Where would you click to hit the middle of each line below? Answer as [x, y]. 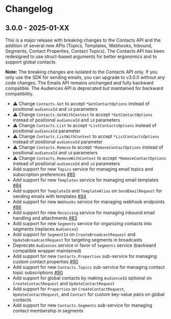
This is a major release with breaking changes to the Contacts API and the [83, 40]
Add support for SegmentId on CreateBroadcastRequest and [74, 234]
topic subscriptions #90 [38, 273]
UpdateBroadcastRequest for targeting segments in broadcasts [77, 240]
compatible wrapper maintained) [47, 251]
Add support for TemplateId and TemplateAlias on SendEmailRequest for [87, 191]
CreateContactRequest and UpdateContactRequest [64, 283]
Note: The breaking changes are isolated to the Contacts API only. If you [81, 72]
